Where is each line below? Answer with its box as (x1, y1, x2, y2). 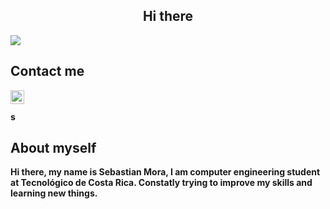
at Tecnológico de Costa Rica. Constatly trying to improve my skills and (10, 177, 313, 189)
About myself (10, 140, 97, 157)
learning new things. (10, 187, 98, 199)
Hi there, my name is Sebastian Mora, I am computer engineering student (10, 166, 321, 178)
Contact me (10, 63, 85, 80)
